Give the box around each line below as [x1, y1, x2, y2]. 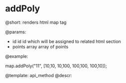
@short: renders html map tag [5, 19, 67, 25]
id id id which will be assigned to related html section [12, 38, 121, 44]
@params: [5, 29, 26, 35]
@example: [5, 53, 28, 59]
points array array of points [12, 43, 69, 49]
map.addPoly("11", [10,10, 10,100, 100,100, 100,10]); [5, 63, 107, 69]
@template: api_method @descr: [5, 72, 72, 78]
